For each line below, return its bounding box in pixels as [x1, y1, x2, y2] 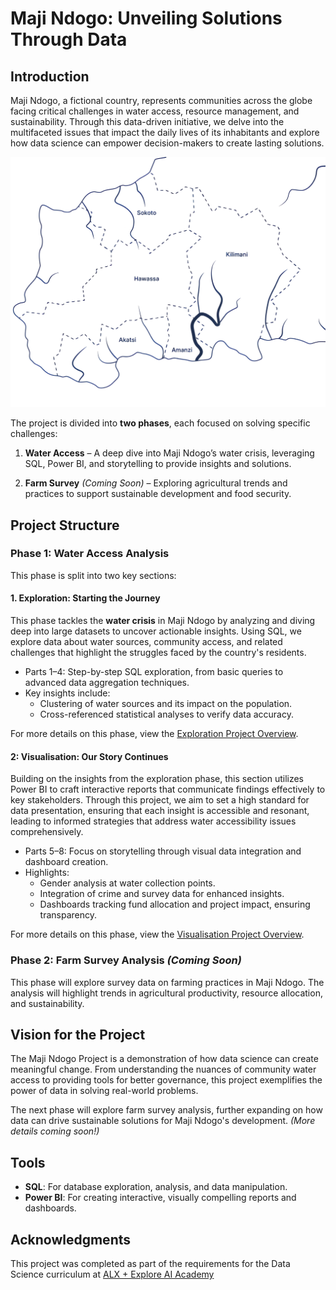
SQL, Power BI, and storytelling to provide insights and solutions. [24, 458, 292, 470]
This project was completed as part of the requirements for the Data [10, 1257, 291, 1269]
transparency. [39, 909, 98, 921]
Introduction [10, 68, 90, 85]
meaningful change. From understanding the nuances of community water [10, 1063, 317, 1076]
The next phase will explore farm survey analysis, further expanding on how [10, 1104, 323, 1116]
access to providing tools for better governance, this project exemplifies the [10, 1074, 323, 1086]
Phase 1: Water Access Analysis [10, 547, 170, 561]
